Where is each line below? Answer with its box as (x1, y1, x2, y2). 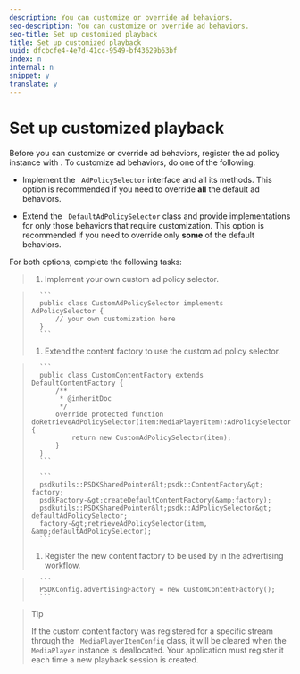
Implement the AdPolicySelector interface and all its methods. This (21, 174, 272, 185)
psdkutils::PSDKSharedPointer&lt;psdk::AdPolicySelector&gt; (39, 503, 272, 512)
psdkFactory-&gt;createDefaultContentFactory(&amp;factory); (39, 495, 272, 504)
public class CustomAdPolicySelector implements (39, 298, 224, 308)
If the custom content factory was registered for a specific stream (30, 626, 274, 637)
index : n (9, 54, 42, 63)
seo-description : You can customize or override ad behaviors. (9, 21, 250, 30)
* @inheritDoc (59, 394, 112, 403)
